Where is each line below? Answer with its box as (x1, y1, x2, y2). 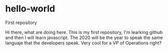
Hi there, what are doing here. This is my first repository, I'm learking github (5, 29, 163, 35)
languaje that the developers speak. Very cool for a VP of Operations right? (5, 39, 162, 45)
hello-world (5, 3, 56, 14)
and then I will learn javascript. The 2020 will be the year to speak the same (5, 34, 163, 40)
